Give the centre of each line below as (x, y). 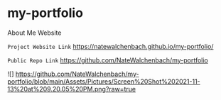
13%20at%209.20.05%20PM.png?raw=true (72, 89)
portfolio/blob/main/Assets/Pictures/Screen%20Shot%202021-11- (104, 81)
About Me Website (34, 33)
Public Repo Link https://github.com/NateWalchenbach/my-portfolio (108, 60)
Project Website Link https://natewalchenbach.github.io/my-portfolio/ (110, 46)
